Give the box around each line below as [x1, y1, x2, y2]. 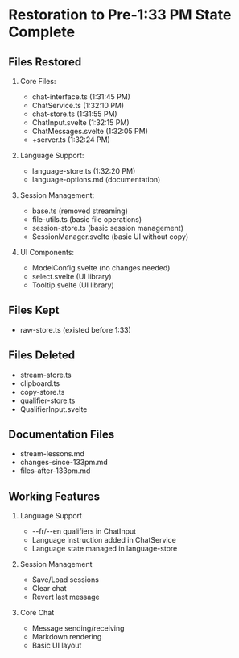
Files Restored [8, 55, 82, 69]
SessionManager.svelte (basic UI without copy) [31, 232, 189, 241]
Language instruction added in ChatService [31, 535, 177, 545]
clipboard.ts [19, 378, 60, 388]
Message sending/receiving [31, 623, 125, 633]
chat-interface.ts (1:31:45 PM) [31, 92, 131, 102]
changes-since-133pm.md [19, 458, 109, 467]
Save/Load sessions [31, 575, 99, 585]
